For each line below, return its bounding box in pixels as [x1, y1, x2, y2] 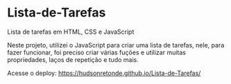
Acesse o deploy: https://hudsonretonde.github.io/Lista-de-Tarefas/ [7, 69, 201, 77]
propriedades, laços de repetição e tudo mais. [7, 55, 139, 63]
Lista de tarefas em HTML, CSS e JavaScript [7, 28, 135, 36]
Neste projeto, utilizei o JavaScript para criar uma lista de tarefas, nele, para [7, 41, 225, 49]
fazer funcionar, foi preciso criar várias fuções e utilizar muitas [7, 48, 186, 56]
